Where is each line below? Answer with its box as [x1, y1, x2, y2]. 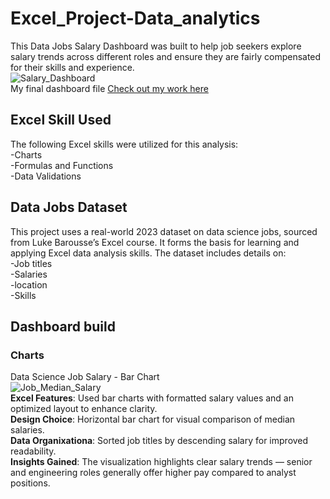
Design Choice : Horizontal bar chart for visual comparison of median [10, 413, 296, 426]
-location [10, 278, 48, 291]
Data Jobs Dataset [10, 199, 128, 216]
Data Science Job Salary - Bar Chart [10, 371, 160, 383]
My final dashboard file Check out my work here [10, 82, 209, 94]
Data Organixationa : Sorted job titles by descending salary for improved [10, 435, 309, 447]
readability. [10, 445, 57, 457]
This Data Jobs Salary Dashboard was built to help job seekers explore [10, 40, 302, 52]
